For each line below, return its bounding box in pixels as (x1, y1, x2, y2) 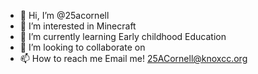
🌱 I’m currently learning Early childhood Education (19, 31, 227, 42)
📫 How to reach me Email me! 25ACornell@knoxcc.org (19, 53, 248, 64)
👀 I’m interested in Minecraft (19, 20, 137, 32)
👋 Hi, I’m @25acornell (19, 10, 110, 21)
